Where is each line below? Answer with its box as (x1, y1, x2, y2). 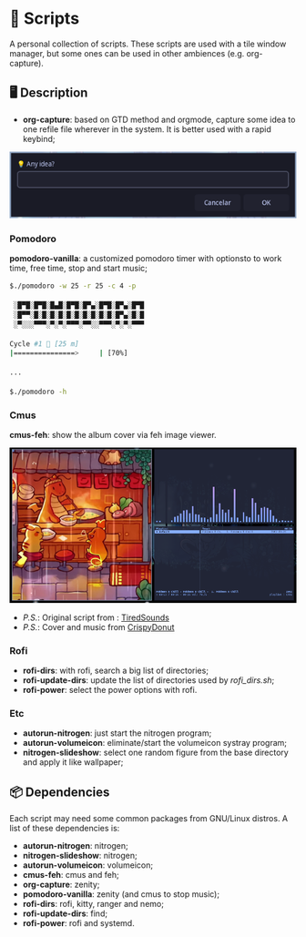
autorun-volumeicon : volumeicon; (22, 860, 153, 871)
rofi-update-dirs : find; (22, 908, 107, 919)
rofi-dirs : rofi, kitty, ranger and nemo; (22, 899, 164, 910)
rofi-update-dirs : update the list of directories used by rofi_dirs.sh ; (22, 675, 275, 686)
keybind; (22, 133, 56, 144)
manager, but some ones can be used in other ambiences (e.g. (9, 47, 245, 58)
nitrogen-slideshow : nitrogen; (22, 850, 138, 861)
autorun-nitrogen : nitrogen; (22, 840, 129, 851)
